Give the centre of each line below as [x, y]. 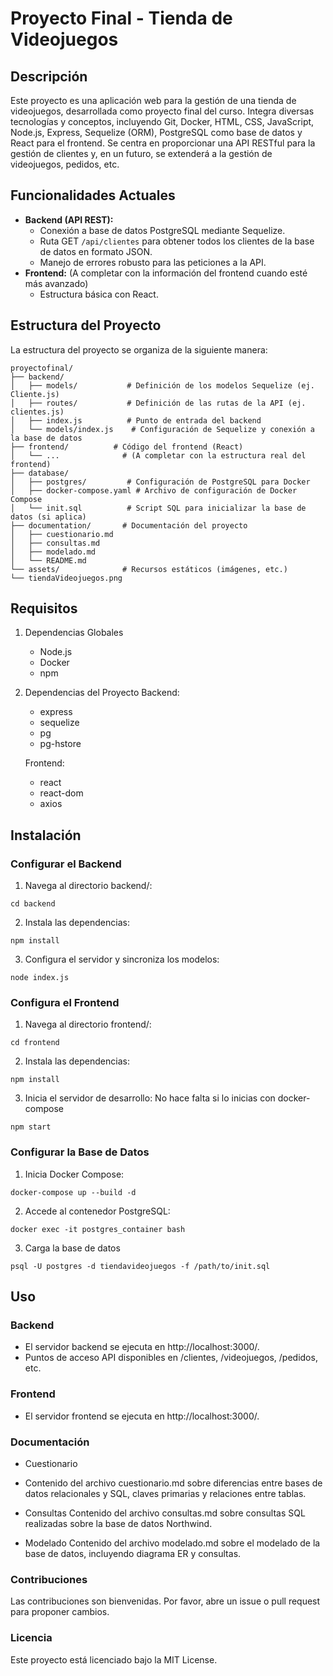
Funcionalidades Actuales [93, 195]
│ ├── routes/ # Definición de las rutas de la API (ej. [158, 403]
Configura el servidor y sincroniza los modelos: [122, 959]
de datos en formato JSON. [96, 251]
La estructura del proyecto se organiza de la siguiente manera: [139, 349]
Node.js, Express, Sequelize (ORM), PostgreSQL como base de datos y [156, 132]
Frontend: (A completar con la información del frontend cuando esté [166, 273]
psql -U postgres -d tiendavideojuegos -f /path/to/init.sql [140, 1266]
